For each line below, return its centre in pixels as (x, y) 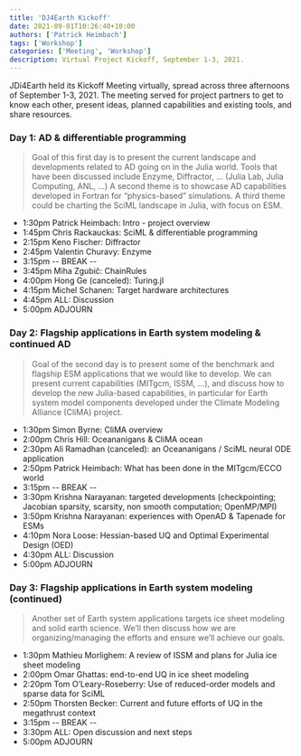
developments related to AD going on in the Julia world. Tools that (154, 167)
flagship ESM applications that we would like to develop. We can (151, 373)
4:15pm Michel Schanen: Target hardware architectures (126, 290)
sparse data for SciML (64, 694)
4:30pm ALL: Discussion (68, 554)
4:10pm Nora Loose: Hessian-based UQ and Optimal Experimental (146, 535)
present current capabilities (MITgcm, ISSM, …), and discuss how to (158, 383)
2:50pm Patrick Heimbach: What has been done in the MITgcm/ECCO (152, 468)
